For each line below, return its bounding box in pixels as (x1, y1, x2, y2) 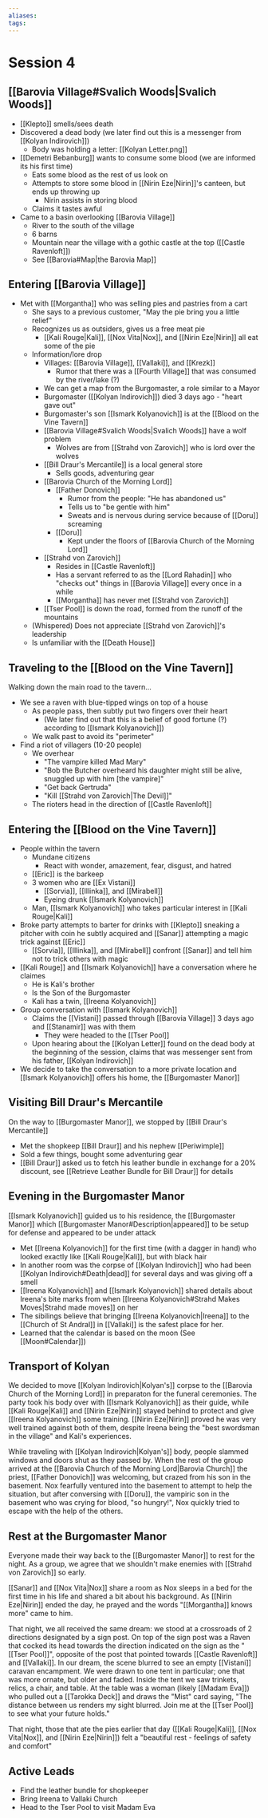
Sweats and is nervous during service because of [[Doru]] (67, 511, 259, 520)
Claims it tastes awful (31, 204, 102, 213)
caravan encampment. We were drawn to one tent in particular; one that (8, 1666, 245, 1676)
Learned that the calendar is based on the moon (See (19, 1328, 195, 1338)
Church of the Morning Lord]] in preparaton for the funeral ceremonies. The (8, 1389, 258, 1399)
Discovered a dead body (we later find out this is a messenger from (19, 127, 242, 136)
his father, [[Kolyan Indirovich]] (31, 1055, 134, 1065)
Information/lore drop (31, 350, 102, 359)
